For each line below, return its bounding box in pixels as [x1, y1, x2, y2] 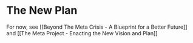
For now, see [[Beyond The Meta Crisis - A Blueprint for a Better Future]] [6, 23, 188, 30]
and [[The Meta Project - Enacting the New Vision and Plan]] [6, 29, 158, 36]
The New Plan [6, 4, 78, 17]
